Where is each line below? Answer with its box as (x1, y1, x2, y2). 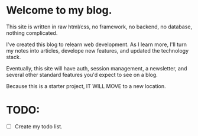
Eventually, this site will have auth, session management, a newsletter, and (6, 64, 187, 72)
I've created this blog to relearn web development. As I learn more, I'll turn (6, 41, 187, 48)
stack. (6, 53, 21, 60)
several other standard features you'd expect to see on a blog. (6, 71, 158, 78)
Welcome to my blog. (6, 4, 112, 17)
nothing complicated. (6, 29, 58, 36)
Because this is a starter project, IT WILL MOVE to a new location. (6, 82, 167, 89)
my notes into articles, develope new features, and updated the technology (6, 47, 189, 54)
